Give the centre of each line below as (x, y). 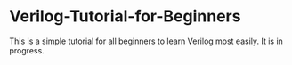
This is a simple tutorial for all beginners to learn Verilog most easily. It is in (146, 41)
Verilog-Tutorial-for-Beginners (125, 16)
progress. (27, 50)
